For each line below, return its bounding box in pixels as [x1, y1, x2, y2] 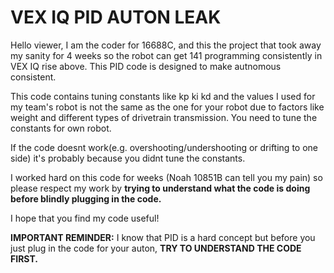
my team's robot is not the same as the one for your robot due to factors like [10, 101, 325, 113]
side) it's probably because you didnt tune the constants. [10, 152, 246, 164]
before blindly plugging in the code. [10, 192, 162, 205]
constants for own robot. [10, 122, 112, 134]
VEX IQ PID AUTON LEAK [10, 6, 222, 29]
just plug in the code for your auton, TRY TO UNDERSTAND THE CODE [10, 242, 302, 254]
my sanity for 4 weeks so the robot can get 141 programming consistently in [10, 49, 323, 61]
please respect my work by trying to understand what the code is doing [10, 182, 311, 194]
